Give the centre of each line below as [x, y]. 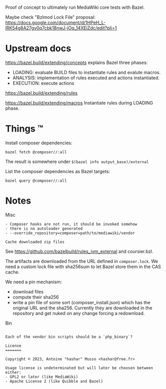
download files [28, 291]
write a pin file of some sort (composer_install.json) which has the [81, 302]
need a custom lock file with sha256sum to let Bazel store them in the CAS [83, 267]
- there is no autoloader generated [44, 229]
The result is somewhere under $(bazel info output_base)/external [77, 161]
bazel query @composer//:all [36, 181]
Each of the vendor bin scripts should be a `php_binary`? [69, 337]
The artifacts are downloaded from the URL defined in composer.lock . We [82, 261]
